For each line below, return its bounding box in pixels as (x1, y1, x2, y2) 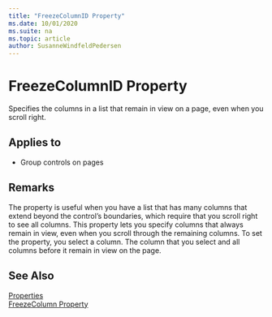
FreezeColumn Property (8, 299, 89, 309)
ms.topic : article (8, 34, 71, 43)
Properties (8, 290, 44, 300)
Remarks (8, 181, 55, 195)
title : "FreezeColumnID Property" (8, 11, 126, 20)
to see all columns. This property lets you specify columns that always (8, 220, 244, 229)
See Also (8, 269, 54, 283)
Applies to (8, 135, 62, 150)
